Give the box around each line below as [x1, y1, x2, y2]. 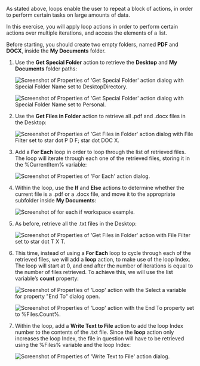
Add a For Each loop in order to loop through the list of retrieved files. [14, 149, 186, 155]
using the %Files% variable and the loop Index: [14, 342, 131, 348]
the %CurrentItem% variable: [14, 161, 87, 168]
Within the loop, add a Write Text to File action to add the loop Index [14, 322, 184, 329]
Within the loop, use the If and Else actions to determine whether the [14, 184, 184, 191]
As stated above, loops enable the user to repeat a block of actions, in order [6, 5, 193, 12]
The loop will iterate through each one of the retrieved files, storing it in [14, 155, 190, 162]
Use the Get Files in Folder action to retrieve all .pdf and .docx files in [14, 113, 186, 119]
